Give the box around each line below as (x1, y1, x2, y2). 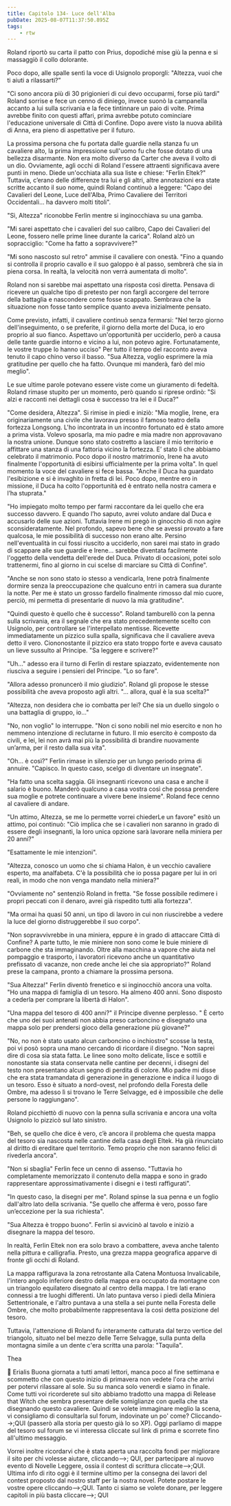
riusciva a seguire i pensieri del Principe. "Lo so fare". (7, 667, 159, 675)
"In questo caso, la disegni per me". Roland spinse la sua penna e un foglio (7, 1193, 219, 1201)
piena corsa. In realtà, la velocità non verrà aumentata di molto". (7, 267, 188, 276)
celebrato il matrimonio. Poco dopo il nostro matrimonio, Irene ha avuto (7, 453, 208, 461)
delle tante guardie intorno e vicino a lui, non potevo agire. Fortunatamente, (7, 338, 221, 347)
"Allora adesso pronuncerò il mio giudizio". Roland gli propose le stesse (7, 680, 209, 689)
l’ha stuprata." (7, 489, 47, 497)
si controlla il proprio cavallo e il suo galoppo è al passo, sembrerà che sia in (7, 260, 223, 269)
